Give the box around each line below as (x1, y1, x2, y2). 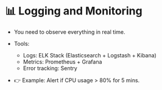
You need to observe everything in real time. (13, 28, 125, 36)
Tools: (13, 40, 30, 47)
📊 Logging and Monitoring (5, 4, 143, 18)
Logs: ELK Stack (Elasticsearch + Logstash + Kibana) (23, 51, 157, 59)
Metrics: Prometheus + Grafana (23, 58, 102, 65)
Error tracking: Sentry (23, 64, 78, 72)
